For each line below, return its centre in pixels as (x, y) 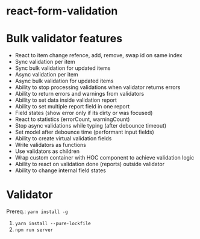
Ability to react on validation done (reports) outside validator (89, 164)
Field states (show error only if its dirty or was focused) (84, 113)
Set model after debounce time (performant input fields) (85, 132)
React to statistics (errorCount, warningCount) (72, 119)
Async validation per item (46, 75)
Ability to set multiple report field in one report (72, 107)
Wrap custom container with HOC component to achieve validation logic (105, 158)
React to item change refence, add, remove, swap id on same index (98, 55)
